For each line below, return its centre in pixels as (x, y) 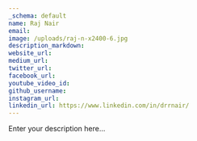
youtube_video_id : (39, 83)
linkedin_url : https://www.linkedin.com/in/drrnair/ (99, 106)
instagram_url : (34, 98)
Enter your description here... (57, 129)
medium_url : (28, 61)
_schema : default (38, 16)
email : (19, 31)
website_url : (30, 53)
